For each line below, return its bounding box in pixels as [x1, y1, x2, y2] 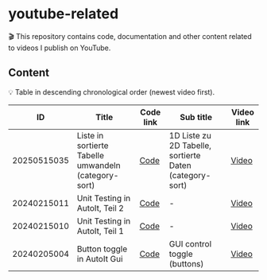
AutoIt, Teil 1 [76, 225, 125, 236]
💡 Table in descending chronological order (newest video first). [8, 87, 215, 96]
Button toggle [76, 243, 128, 255]
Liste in [76, 130, 104, 141]
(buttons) [168, 258, 204, 269]
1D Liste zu [168, 130, 212, 141]
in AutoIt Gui [76, 253, 123, 264]
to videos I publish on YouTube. [8, 43, 111, 52]
